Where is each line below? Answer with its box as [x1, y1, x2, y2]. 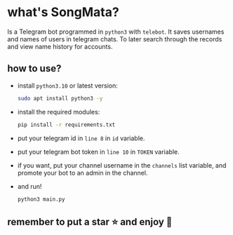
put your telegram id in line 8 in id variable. [17, 134, 145, 142]
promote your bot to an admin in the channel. [17, 168, 148, 177]
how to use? [7, 62, 62, 74]
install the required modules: [17, 107, 100, 116]
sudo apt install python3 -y [17, 95, 103, 102]
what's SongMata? [7, 4, 119, 20]
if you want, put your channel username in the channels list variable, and [17, 161, 227, 169]
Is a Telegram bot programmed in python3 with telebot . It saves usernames [7, 27, 225, 36]
